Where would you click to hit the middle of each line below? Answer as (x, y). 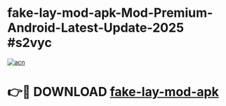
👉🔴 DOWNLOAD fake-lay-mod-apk (113, 92)
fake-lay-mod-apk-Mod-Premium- (110, 13)
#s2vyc (30, 43)
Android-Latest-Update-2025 (96, 28)
